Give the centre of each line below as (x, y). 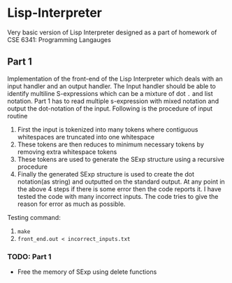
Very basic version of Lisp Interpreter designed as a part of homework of (112, 32)
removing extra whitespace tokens (67, 151)
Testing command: (34, 217)
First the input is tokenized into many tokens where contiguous (108, 129)
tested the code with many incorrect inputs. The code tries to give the (118, 196)
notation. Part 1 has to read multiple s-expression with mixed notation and (113, 101)
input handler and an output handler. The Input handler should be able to (112, 86)
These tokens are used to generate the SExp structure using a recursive (121, 159)
